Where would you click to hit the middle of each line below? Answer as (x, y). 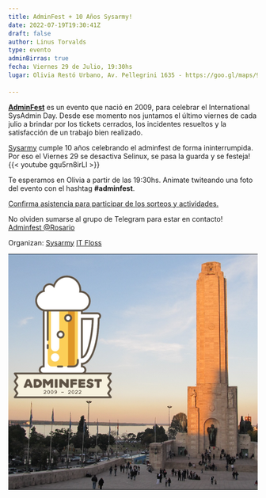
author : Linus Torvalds (47, 42)
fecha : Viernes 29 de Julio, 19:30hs (70, 67)
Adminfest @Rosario (42, 227)
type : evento (30, 50)
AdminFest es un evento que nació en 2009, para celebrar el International (129, 107)
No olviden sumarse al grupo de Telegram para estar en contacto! (116, 219)
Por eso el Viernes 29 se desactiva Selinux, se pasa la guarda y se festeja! (129, 156)
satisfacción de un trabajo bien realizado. (76, 132)
